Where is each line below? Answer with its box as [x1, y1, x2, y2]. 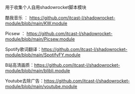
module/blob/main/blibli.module [5, 68, 70, 73]
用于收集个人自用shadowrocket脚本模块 [5, 4, 87, 10]
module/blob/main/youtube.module [5, 84, 77, 89]
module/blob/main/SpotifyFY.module [5, 52, 81, 58]
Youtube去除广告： [5, 78, 44, 84]
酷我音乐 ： [5, 15, 28, 21]
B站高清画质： [5, 62, 35, 68]
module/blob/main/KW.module [5, 20, 67, 26]
